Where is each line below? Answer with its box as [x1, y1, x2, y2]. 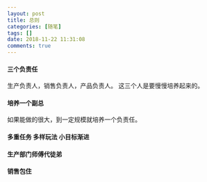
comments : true [7, 42, 51, 49]
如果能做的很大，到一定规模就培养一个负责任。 [7, 115, 141, 124]
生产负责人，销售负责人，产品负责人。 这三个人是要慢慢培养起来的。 [7, 81, 204, 90]
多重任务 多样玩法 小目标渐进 [7, 133, 90, 141]
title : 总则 [7, 17, 40, 24]
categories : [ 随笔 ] [7, 23, 62, 30]
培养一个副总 [7, 99, 44, 107]
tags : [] [7, 29, 33, 37]
